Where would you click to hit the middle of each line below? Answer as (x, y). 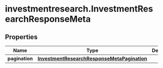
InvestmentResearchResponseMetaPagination (92, 59)
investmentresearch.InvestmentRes (79, 9)
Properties (21, 37)
